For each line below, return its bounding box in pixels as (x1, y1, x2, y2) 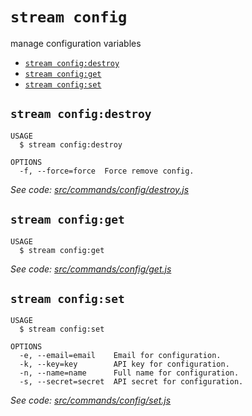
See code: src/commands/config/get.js (10, 263, 172, 275)
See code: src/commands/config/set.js (10, 394, 172, 407)
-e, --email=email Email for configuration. (19, 351, 222, 361)
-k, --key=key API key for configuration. (19, 359, 230, 370)
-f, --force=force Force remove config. (19, 166, 195, 176)
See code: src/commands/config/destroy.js (10, 183, 190, 195)
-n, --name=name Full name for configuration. (19, 368, 240, 378)
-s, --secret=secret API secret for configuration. (19, 377, 244, 387)
